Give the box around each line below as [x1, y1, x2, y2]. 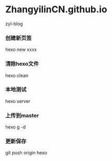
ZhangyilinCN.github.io [5, 4, 107, 15]
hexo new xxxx [5, 46, 37, 52]
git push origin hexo [5, 150, 48, 156]
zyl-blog [5, 21, 23, 27]
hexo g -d [5, 124, 26, 130]
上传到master [5, 112, 39, 119]
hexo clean [5, 72, 29, 78]
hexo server [5, 98, 31, 104]
